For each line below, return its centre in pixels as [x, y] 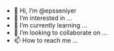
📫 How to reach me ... [46, 40]
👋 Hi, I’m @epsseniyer [45, 11]
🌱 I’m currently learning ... [50, 25]
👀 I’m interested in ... [43, 18]
